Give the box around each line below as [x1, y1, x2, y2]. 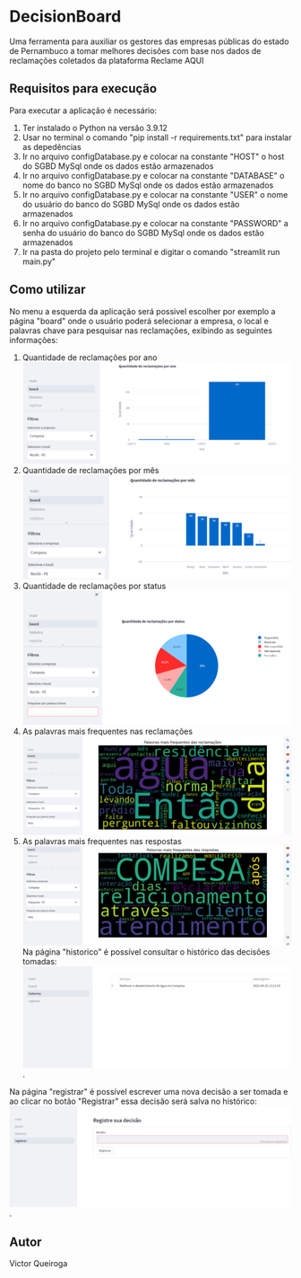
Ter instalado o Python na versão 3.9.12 [21, 122, 168, 133]
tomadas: [21, 956, 57, 966]
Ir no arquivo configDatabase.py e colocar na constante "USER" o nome [21, 189, 288, 199]
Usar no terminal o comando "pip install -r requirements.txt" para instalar [21, 132, 292, 143]
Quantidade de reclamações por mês [21, 464, 159, 475]
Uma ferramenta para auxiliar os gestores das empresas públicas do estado [9, 36, 289, 47]
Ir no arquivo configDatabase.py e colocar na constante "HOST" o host [21, 151, 285, 162]
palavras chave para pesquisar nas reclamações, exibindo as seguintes [9, 325, 273, 336]
